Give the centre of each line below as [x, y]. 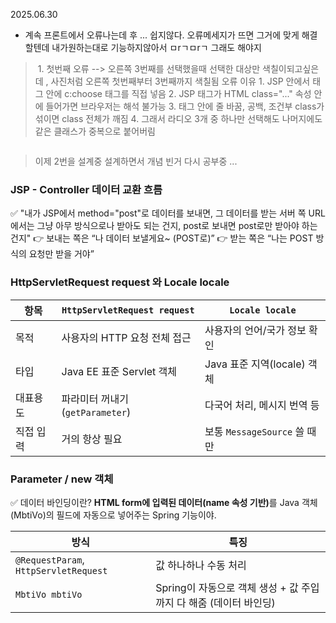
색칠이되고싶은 [291, 68]
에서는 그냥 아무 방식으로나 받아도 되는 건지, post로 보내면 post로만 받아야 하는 [164, 226]
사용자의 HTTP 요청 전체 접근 [126, 337]
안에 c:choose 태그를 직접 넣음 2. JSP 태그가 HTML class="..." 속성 [178, 93]
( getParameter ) [96, 412]
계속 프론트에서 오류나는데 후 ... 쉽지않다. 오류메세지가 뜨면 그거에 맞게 [162, 35]
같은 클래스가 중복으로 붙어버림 [95, 131]
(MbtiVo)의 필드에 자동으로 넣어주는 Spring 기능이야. [113, 515]
